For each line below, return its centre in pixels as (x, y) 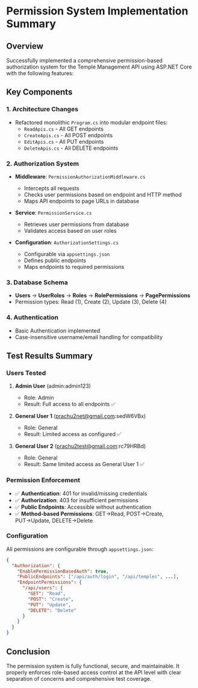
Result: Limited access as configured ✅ (73, 434)
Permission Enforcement (43, 481)
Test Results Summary (50, 356)
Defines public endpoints (55, 260)
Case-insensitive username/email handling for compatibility (89, 337)
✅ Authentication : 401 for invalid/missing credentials (81, 493)
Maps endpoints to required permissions (74, 266)
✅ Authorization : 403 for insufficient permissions (76, 500)
